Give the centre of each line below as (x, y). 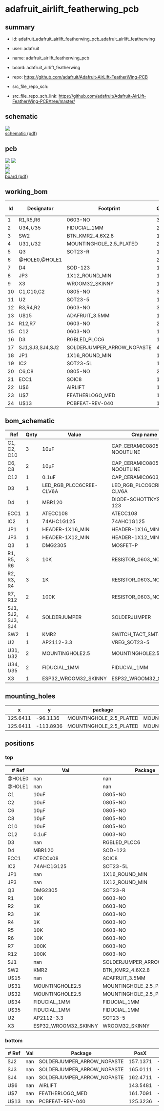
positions (20, 744)
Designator (40, 209)
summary (20, 27)
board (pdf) (17, 176)
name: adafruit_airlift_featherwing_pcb (51, 58)
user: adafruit (26, 48)
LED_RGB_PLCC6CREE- (70, 486)
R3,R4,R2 (30, 308)
